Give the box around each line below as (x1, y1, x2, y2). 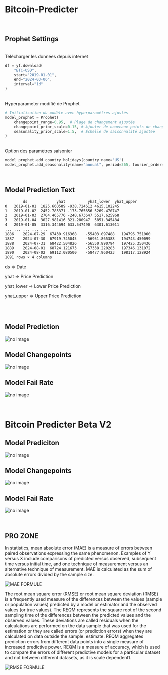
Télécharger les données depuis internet (5, 53, 88, 59)
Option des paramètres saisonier (5, 148, 72, 154)
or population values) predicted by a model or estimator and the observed (5, 602, 157, 608)
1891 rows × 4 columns (5, 255, 52, 260)
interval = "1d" (14, 82, 43, 87)
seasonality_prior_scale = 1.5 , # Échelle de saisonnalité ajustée (14, 129, 155, 134)
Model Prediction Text (5, 186, 75, 194)
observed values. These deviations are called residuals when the (5, 617, 139, 624)
